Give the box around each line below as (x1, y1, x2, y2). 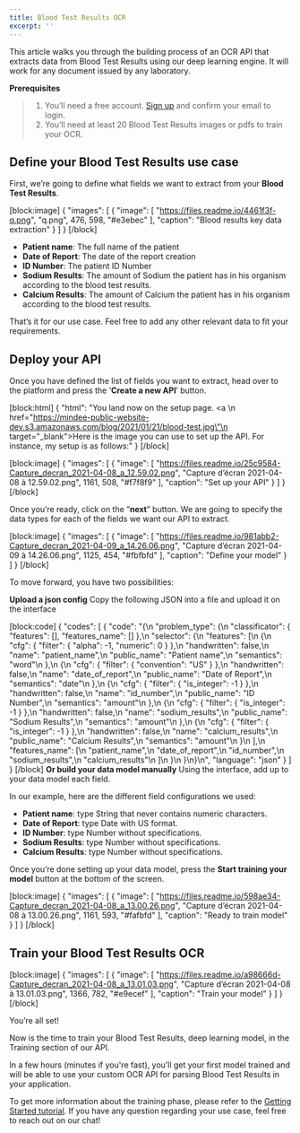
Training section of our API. (9, 1041, 110, 1052)
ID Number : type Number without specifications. (21, 827, 202, 839)
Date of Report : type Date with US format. (21, 818, 178, 829)
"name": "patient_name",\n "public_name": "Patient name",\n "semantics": (9, 649, 283, 660)
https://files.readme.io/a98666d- (159, 969, 281, 980)
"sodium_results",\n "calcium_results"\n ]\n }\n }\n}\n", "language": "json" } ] (9, 754, 292, 765)
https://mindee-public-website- (32, 412, 150, 423)
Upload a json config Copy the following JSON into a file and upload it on (9, 594, 280, 606)
